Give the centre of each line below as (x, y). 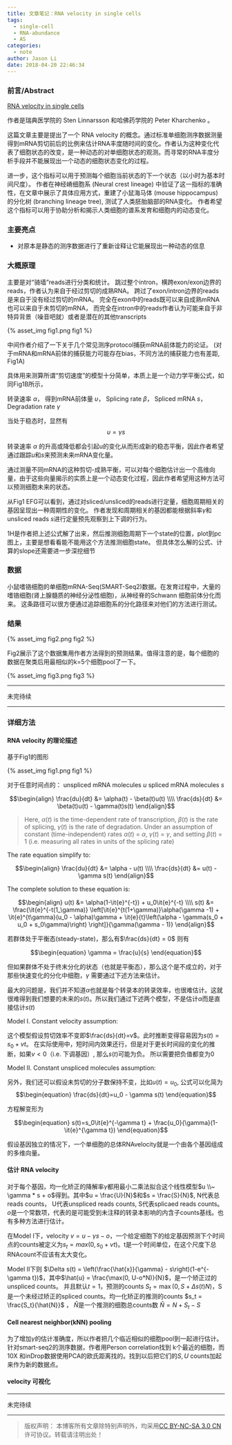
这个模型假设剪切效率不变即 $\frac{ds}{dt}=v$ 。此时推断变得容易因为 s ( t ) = (113, 1036)
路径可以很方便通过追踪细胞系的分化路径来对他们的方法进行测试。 (127, 604)
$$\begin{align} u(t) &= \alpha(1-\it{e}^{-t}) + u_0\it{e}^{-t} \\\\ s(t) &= (116, 903)
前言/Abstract (31, 91)
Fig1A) (16, 361)
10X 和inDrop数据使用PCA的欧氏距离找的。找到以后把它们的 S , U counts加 (112, 1356)
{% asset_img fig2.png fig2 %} (51, 639)
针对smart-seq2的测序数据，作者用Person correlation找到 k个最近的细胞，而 (116, 1347)
